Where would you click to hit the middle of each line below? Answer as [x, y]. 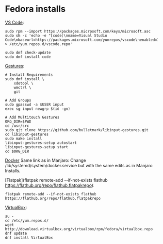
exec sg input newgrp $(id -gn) [38, 109]
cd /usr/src [17, 126]
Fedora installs [35, 9]
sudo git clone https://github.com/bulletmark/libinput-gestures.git [77, 130]
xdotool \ [24, 83]
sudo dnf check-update [28, 52]
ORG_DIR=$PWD [18, 122]
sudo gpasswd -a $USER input [34, 105]
